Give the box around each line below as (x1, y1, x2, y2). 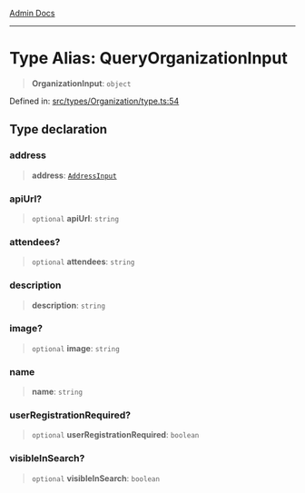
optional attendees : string (31, 256, 135, 267)
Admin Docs (9, 8, 55, 18)
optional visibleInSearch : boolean (31, 472, 161, 484)
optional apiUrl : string (31, 212, 120, 223)
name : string (31, 386, 84, 398)
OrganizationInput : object (31, 77, 132, 89)
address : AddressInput (31, 170, 117, 181)
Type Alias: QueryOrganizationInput (9, 48, 288, 69)
